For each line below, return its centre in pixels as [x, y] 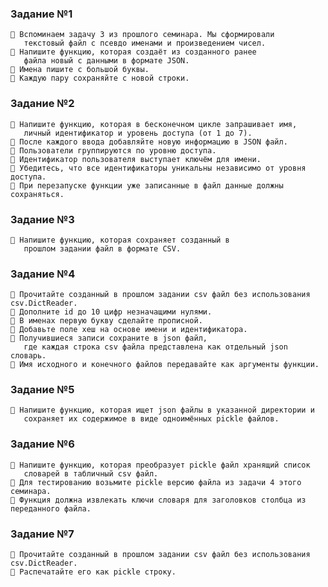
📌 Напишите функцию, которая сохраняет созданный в [120, 240]
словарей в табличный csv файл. [91, 473]
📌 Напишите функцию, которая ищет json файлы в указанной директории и [162, 410]
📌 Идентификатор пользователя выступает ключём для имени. [136, 159]
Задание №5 [42, 390]
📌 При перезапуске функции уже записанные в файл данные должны [147, 185]
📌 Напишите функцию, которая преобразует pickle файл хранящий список [160, 465]
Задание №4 [43, 274]
